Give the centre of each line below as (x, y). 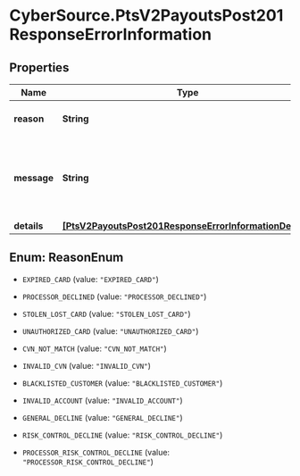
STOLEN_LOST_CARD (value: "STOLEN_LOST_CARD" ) (106, 313)
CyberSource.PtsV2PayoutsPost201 (146, 16)
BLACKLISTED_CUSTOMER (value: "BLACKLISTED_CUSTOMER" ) (122, 383)
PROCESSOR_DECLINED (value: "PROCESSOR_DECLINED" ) (114, 296)
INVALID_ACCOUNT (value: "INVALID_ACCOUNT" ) (102, 400)
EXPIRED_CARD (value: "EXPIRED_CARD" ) (90, 279)
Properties (39, 67)
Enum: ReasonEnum (67, 258)
